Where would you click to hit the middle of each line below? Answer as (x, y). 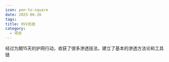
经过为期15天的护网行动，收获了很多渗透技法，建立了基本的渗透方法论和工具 (84, 48)
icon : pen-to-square (27, 10)
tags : (11, 19)
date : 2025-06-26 (23, 15)
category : (16, 29)
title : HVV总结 (20, 24)
